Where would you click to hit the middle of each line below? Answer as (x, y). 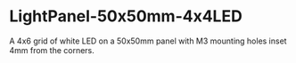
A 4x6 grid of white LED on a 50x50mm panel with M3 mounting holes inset (148, 41)
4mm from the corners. (52, 50)
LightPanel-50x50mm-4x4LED (126, 16)
